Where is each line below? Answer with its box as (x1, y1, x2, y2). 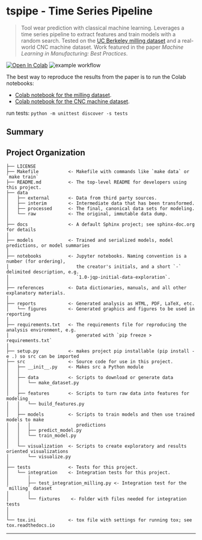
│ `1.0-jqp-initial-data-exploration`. (6, 275, 171, 281)
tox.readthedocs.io (6, 523, 55, 529)
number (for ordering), (6, 258, 66, 265)
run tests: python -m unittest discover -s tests (6, 109, 128, 116)
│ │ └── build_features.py (6, 401, 85, 407)
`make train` (6, 174, 39, 180)
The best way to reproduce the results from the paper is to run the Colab (6, 73, 186, 80)
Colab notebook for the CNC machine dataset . (14, 98, 130, 105)
